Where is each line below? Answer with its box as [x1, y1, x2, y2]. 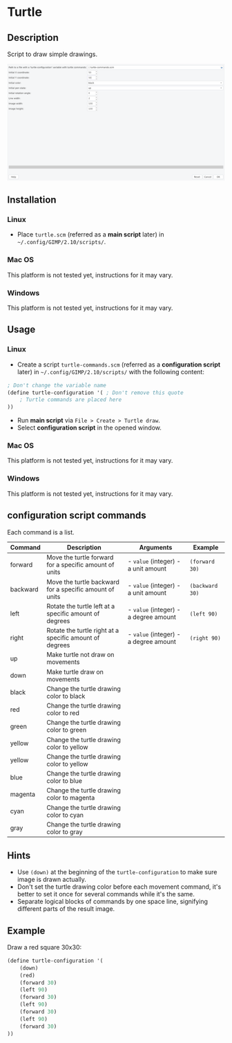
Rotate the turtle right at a [46, 627, 119, 635]
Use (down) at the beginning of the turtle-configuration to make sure [17, 868, 217, 876]
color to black [46, 692, 86, 700]
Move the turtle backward [46, 578, 119, 586]
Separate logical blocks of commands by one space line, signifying [17, 897, 209, 906]
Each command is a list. [7, 528, 75, 536]
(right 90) [189, 635, 221, 642]
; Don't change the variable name [7, 382, 107, 389]
